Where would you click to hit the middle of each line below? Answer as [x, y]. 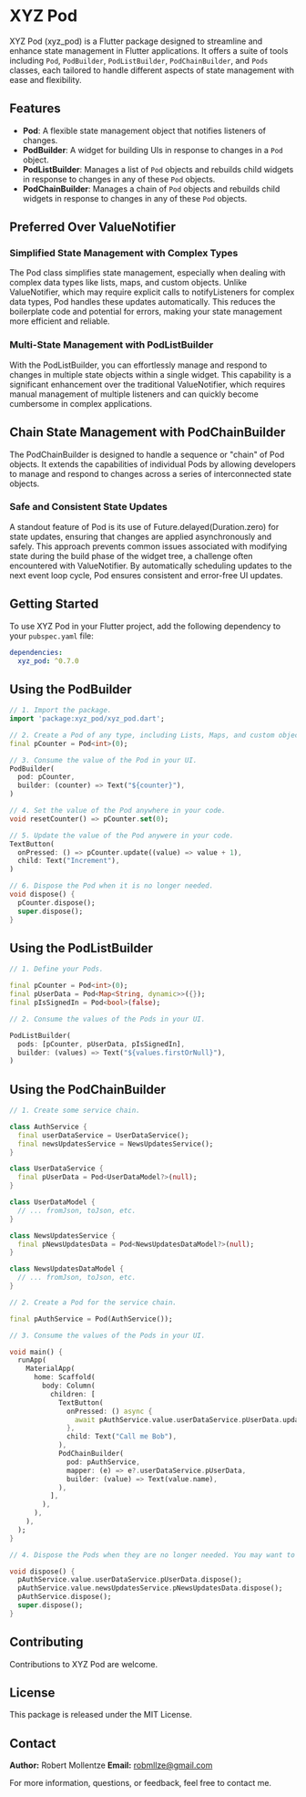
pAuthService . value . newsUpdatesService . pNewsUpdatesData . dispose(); [150, 1588]
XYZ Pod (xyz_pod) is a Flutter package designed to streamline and [136, 41]
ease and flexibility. [46, 79]
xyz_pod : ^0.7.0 [48, 661]
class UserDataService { [56, 1169]
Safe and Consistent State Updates [89, 507]
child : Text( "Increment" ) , [69, 861]
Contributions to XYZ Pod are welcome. [84, 1664]
